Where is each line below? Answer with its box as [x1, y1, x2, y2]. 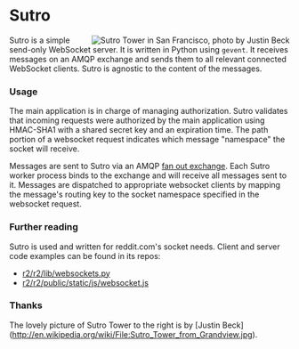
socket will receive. [9, 143, 80, 154]
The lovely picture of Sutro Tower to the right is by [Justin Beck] [9, 320, 245, 330]
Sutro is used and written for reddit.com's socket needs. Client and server [9, 241, 280, 252]
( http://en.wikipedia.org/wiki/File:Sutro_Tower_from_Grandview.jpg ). [9, 329, 258, 339]
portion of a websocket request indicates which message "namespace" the [9, 134, 286, 145]
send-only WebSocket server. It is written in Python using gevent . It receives [9, 44, 289, 54]
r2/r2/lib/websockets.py [21, 268, 111, 279]
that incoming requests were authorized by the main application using [9, 115, 265, 126]
